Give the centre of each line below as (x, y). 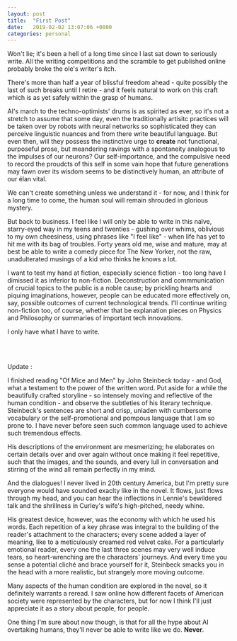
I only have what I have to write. (54, 332)
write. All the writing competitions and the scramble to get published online (117, 62)
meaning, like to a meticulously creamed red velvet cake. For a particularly (116, 542)
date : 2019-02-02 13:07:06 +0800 (60, 27)
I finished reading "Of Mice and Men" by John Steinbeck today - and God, (115, 380)
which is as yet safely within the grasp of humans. (80, 98)
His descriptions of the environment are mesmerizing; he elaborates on (111, 447)
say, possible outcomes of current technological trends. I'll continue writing (117, 303)
